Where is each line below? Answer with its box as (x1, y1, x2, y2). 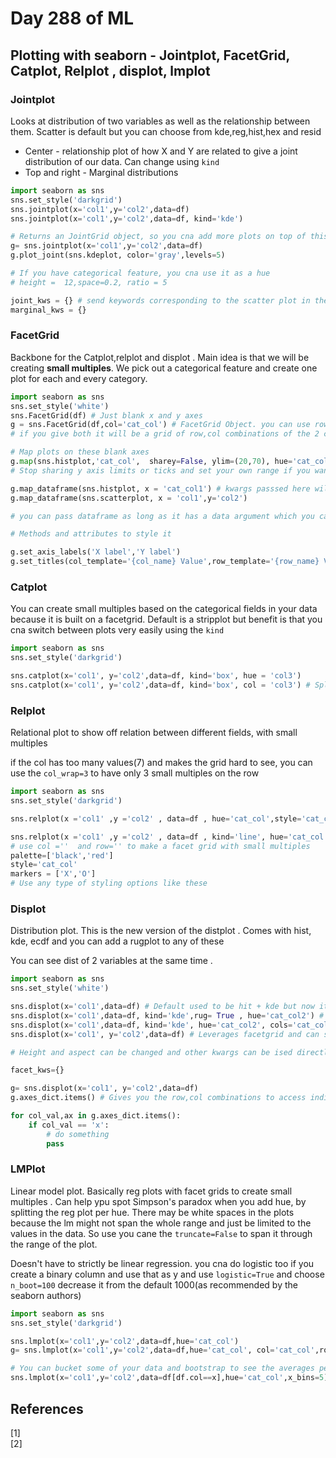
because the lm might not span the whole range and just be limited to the (10, 1217, 312, 1229)
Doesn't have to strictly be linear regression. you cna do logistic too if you (10, 1257, 315, 1269)
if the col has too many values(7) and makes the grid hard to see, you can (10, 757, 313, 769)
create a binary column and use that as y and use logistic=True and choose (10, 1268, 325, 1280)
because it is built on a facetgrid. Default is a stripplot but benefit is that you (10, 613, 323, 626)
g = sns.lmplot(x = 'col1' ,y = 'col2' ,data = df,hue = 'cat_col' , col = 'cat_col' (10, 1345, 315, 1356)
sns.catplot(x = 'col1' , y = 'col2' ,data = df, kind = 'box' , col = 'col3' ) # (10, 680, 311, 690)
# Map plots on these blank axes (10, 447, 150, 457)
